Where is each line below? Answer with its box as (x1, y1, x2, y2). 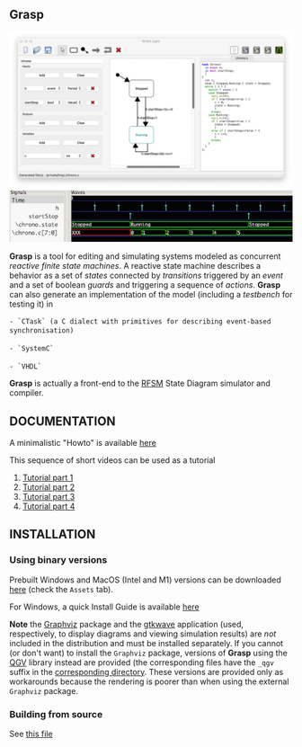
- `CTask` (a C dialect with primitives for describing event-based (9, 317, 271, 326)
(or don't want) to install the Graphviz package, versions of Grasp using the (9, 647, 288, 658)
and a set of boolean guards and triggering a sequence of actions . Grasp (9, 280, 281, 290)
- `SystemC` (9, 344, 54, 353)
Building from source (9, 707, 103, 720)
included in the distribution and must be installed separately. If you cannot (9, 637, 284, 648)
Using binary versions (9, 554, 108, 566)
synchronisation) (9, 326, 75, 335)
